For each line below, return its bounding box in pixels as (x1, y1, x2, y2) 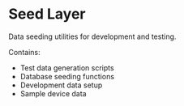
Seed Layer (8, 5, 87, 23)
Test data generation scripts (19, 62, 115, 73)
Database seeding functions (19, 71, 115, 81)
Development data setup (19, 80, 103, 90)
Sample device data (19, 88, 87, 98)
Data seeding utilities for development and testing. (8, 32, 177, 41)
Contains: (8, 47, 41, 57)
